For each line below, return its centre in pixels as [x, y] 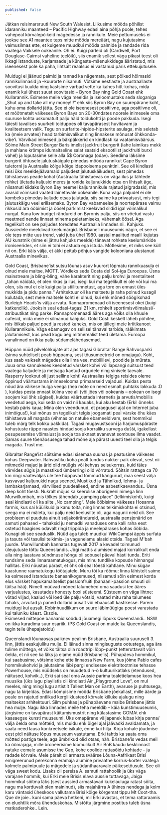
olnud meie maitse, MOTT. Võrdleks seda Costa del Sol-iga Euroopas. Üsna [83, 271]
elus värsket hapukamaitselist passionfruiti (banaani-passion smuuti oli [78, 581]
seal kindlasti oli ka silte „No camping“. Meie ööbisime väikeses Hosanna [80, 502]
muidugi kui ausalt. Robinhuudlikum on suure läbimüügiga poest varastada [82, 608]
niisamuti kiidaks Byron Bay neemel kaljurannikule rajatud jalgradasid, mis [81, 187]
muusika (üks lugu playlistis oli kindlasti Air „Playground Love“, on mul [77, 681]
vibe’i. [11, 139]
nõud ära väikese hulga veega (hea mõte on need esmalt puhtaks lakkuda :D [84, 386]
